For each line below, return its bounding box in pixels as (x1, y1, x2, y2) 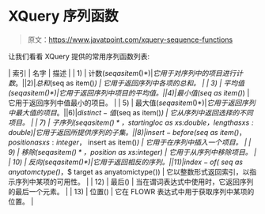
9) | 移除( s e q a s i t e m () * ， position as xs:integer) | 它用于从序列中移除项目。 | (8, 147, 257, 156)
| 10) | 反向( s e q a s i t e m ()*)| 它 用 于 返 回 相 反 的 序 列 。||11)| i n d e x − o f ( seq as (8, 157, 244, 167)
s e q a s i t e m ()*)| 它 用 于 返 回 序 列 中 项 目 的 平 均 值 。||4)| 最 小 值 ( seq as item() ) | (10, 88, 250, 97)
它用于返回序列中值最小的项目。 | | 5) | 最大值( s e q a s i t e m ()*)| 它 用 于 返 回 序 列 (8, 98, 256, 107)
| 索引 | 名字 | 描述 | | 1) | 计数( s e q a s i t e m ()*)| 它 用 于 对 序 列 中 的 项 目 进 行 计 (8, 68, 244, 77)
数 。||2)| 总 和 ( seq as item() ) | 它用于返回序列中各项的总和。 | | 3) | (8, 78, 222, 88)
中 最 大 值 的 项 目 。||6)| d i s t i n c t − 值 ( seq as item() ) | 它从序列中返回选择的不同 (8, 107, 253, 117)
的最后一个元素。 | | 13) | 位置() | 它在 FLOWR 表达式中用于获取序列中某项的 (8, 186, 255, 196)
